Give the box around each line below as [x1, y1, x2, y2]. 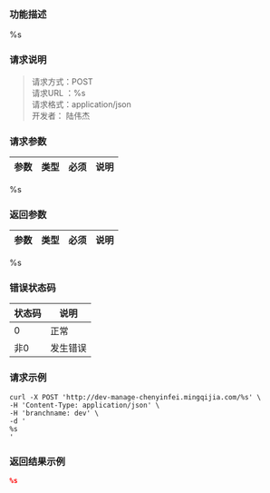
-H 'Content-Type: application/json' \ [9, 400, 160, 409]
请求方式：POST [31, 75, 93, 87]
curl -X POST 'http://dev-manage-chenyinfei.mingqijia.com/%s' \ [9, 392, 261, 401]
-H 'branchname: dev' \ [9, 409, 100, 418]
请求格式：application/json [31, 98, 131, 110]
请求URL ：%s [31, 87, 86, 98]
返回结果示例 [9, 455, 66, 468]
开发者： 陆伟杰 [31, 110, 91, 121]
